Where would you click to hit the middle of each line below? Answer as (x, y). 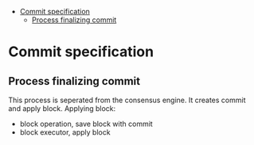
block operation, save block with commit (86, 124)
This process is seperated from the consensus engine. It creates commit (127, 100)
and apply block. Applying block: (62, 109)
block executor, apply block (65, 132)
